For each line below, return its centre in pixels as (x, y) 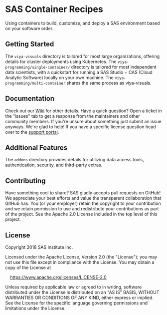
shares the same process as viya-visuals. (109, 83)
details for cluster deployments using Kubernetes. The (61, 62)
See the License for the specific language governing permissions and (77, 303)
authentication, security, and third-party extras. (54, 165)
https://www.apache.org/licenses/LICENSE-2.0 (58, 277)
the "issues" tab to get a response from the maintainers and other (73, 116)
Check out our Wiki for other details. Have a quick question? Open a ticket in (83, 111)
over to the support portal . (32, 132)
